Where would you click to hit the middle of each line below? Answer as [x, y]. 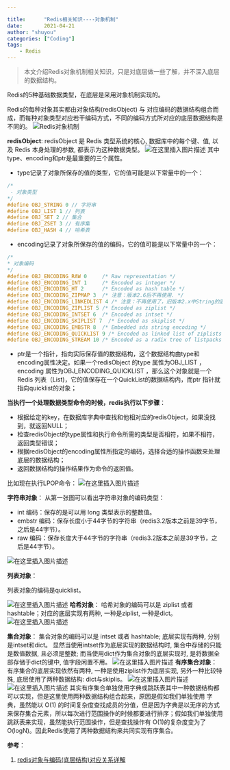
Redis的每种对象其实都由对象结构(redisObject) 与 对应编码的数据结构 [104, 109]
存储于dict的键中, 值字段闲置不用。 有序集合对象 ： [115, 662]
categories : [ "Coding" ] [41, 38]
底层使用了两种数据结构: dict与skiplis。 [71, 680]
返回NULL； [52, 426]
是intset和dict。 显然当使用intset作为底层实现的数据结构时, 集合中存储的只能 [114, 645]
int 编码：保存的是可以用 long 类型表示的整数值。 [86, 512]
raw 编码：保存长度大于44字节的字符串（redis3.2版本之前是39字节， [114, 538]
